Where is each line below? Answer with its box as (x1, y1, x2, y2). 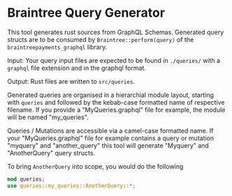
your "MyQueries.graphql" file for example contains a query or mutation (7, 134, 215, 142)
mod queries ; (7, 176, 45, 183)
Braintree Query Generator (7, 5, 166, 21)
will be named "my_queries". (7, 113, 89, 121)
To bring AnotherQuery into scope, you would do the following (7, 162, 184, 170)
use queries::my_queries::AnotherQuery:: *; (7, 182, 136, 189)
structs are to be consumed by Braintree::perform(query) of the (7, 35, 194, 43)
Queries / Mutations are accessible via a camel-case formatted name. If (7, 126, 214, 135)
